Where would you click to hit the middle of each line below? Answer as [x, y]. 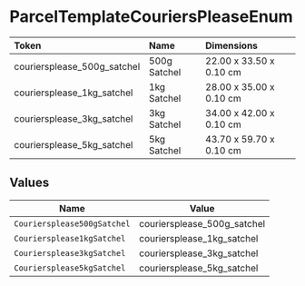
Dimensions [232, 45]
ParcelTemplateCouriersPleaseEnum [151, 17]
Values [30, 183]
